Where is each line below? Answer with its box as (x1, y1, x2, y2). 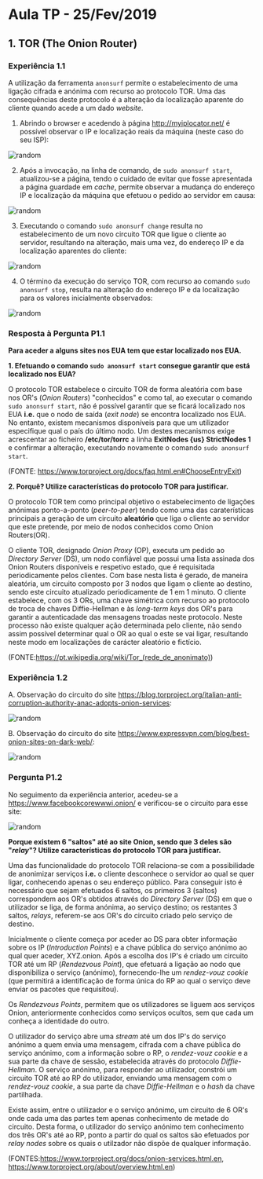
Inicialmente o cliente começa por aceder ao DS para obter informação (8, 934, 238, 943)
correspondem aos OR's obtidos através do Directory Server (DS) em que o (8, 894, 253, 903)
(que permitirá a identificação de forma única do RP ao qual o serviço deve (8, 976, 251, 985)
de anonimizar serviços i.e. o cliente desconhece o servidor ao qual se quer (8, 869, 255, 878)
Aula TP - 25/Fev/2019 (8, 5, 157, 24)
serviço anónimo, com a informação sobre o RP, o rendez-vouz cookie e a (8, 1048, 248, 1057)
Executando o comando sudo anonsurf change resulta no (19, 221, 203, 230)
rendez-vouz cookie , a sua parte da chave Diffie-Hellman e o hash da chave (8, 1082, 255, 1091)
